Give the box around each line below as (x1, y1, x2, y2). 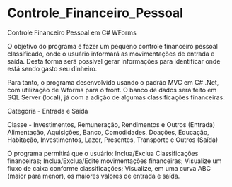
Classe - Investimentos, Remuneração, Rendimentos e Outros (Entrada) (7, 120, 216, 128)
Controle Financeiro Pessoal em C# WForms (7, 28, 137, 37)
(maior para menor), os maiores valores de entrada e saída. (7, 171, 180, 180)
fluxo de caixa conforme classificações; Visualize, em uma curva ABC (7, 164, 211, 172)
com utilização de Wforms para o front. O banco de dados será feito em (7, 85, 217, 94)
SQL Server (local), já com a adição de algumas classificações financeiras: (7, 93, 225, 102)
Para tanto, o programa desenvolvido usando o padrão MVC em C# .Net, (7, 78, 219, 86)
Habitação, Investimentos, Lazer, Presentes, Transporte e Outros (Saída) (7, 135, 219, 144)
